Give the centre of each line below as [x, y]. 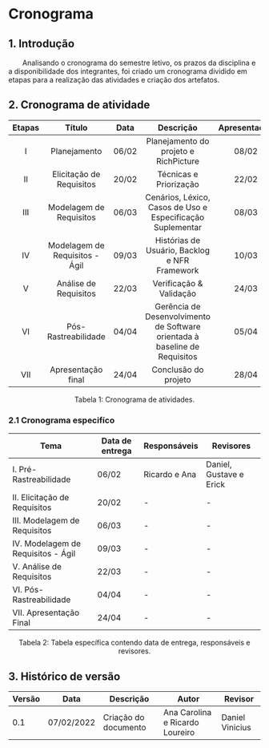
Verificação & [178, 283]
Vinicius [236, 727]
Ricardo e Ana [170, 475]
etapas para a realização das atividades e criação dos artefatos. [114, 80]
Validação [178, 293]
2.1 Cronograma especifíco [62, 420]
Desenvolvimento [178, 316]
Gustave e [225, 475]
